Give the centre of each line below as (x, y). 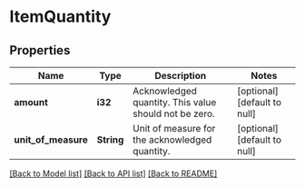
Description (181, 76)
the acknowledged (172, 140)
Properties (40, 50)
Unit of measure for (174, 128)
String (110, 140)
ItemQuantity (60, 17)
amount (31, 102)
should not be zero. (174, 113)
